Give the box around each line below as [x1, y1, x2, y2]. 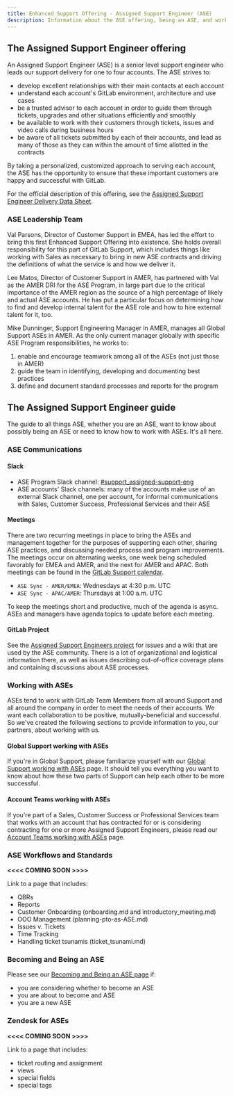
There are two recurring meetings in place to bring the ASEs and [7, 531, 191, 539]
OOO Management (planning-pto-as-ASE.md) [17, 915, 148, 923]
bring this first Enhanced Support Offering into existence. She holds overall [7, 238, 221, 246]
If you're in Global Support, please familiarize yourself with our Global [7, 757, 206, 765]
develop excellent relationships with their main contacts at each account [17, 81, 224, 90]
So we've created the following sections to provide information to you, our [7, 719, 219, 727]
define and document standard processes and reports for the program [17, 382, 218, 390]
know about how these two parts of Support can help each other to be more [7, 772, 225, 780]
